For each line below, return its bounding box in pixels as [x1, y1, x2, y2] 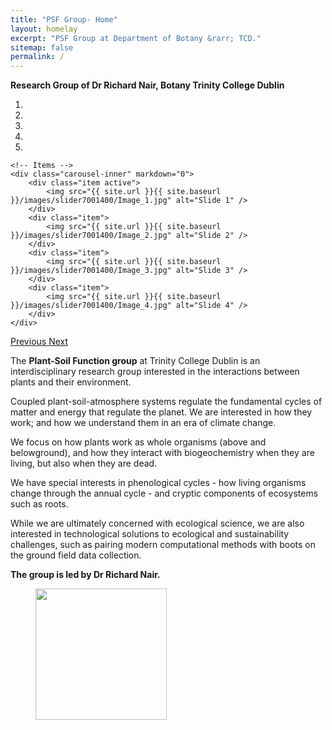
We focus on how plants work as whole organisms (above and [10, 436, 267, 448]
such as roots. [10, 498, 69, 510]
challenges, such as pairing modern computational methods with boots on [10, 539, 317, 551]
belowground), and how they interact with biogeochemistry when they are [10, 447, 315, 459]
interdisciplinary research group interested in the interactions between [10, 366, 300, 378]
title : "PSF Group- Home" [10, 14, 118, 25]
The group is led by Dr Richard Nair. [10, 569, 161, 581]
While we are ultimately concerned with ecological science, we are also [10, 517, 305, 530]
